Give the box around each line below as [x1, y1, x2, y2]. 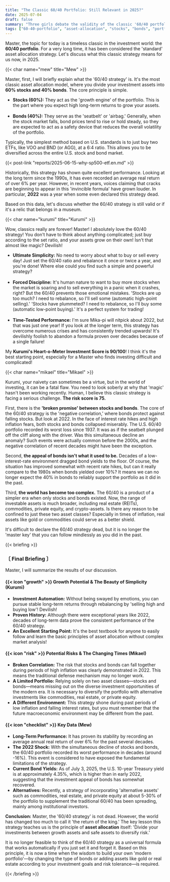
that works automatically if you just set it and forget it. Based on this [5, 845, 147, 851]
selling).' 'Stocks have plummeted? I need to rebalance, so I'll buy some [12, 301, 162, 307]
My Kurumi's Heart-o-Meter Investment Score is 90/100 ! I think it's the [5, 349, 156, 355]
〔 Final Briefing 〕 [5, 555, 52, 562]
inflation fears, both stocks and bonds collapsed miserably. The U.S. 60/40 [5, 421, 162, 428]
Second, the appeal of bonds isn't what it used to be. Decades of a [5, 453, 147, 459]
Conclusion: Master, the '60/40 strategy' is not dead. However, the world [5, 813, 158, 819]
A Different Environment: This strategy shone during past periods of [12, 699, 157, 706]
